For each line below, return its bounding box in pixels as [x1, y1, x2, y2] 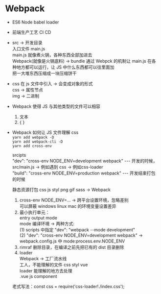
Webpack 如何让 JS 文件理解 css [12, 129, 79, 135]
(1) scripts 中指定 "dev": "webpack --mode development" [19, 226, 136, 233]
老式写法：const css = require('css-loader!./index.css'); [12, 283, 125, 289]
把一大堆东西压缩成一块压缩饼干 [12, 70, 77, 76]
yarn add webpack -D [12, 135, 54, 140]
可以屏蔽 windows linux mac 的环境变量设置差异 [19, 203, 116, 209]
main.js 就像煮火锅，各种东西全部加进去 [12, 52, 92, 58]
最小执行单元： [19, 209, 50, 215]
